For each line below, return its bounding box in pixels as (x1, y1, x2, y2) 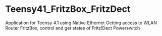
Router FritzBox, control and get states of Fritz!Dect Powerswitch (5, 25, 140, 31)
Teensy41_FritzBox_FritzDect (5, 3, 131, 15)
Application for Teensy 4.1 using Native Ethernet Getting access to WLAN (5, 20, 157, 26)
